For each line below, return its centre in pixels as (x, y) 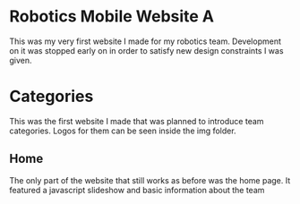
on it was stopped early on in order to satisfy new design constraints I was (146, 50)
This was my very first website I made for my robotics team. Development (146, 41)
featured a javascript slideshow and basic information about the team (137, 190)
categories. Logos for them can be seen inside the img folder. (123, 131)
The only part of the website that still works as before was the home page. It (150, 180)
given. (21, 60)
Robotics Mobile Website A (112, 17)
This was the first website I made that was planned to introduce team (137, 121)
